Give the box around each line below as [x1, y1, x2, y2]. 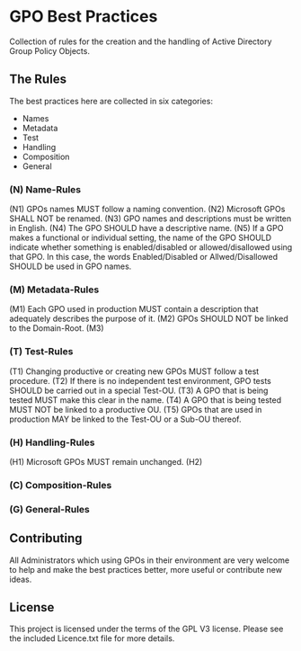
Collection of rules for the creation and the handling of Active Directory [9, 36, 272, 47]
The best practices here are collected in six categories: [9, 95, 214, 106]
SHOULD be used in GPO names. [9, 261, 132, 272]
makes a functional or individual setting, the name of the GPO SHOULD [9, 232, 272, 244]
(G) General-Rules [9, 503, 90, 515]
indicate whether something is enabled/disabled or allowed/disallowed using [9, 242, 293, 253]
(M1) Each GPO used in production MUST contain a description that [9, 304, 259, 315]
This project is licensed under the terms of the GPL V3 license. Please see [9, 623, 284, 635]
